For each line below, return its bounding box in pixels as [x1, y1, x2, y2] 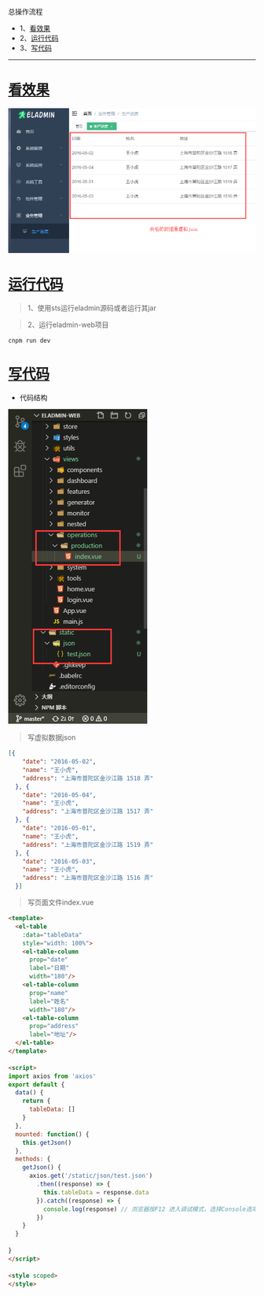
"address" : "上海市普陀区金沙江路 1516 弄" [22, 874, 154, 882]
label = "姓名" [28, 997, 70, 1005]
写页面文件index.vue [27, 897, 94, 908]
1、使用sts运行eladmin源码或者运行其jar [27, 303, 157, 313]
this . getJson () [22, 1138, 72, 1146]
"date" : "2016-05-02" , [22, 758, 97, 766]
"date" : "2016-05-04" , [22, 791, 97, 799]
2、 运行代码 [19, 34, 59, 43]
